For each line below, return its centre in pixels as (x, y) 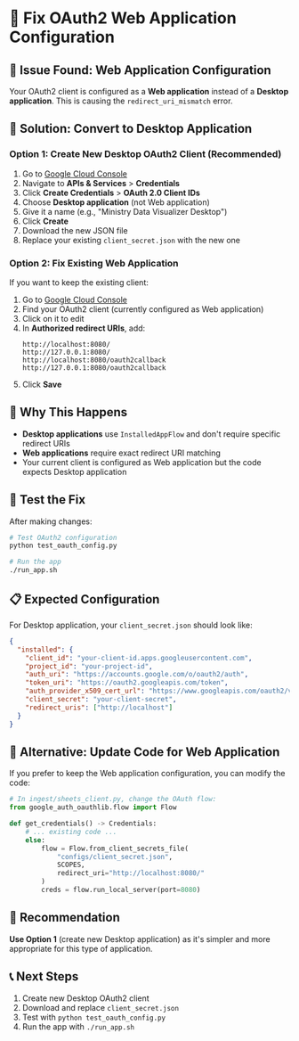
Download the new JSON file (75, 230)
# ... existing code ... (71, 832)
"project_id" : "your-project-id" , (89, 666)
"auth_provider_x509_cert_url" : (85, 691)
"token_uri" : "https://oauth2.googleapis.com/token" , (127, 683)
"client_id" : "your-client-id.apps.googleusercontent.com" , (139, 658)
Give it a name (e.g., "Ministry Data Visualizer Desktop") (125, 211)
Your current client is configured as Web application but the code (141, 462)
